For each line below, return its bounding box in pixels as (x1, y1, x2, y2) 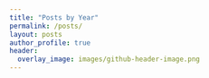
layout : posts (9, 30, 63, 39)
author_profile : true (9, 38, 91, 48)
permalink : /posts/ (9, 22, 83, 30)
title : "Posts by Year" (9, 13, 100, 22)
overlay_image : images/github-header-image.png (17, 55, 201, 64)
